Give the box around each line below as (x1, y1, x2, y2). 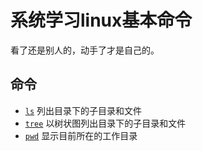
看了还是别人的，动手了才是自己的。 (10, 44, 160, 56)
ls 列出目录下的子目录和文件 (24, 104, 143, 116)
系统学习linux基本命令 (10, 9, 193, 32)
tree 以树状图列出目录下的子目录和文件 (24, 117, 187, 129)
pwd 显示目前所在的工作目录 (24, 129, 138, 141)
